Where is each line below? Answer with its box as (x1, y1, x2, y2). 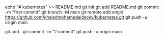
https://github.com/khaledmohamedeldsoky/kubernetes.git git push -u (5, 14, 148, 20)
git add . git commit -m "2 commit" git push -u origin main (5, 29, 122, 34)
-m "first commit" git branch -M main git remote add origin (5, 9, 124, 15)
